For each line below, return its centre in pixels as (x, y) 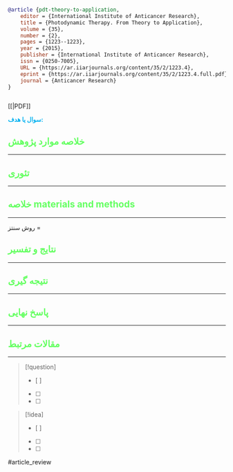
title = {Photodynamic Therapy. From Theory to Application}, (112, 22)
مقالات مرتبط (34, 344)
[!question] (40, 367)
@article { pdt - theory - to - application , (64, 10)
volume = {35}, (42, 29)
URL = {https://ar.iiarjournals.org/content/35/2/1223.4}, (107, 67)
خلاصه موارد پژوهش (46, 142)
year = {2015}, (42, 48)
